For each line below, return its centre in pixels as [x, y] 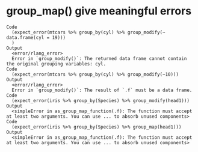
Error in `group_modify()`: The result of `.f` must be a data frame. [102, 90]
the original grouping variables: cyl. [56, 64]
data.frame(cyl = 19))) [36, 37]
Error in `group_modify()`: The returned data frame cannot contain [99, 58]
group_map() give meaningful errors [99, 11]
